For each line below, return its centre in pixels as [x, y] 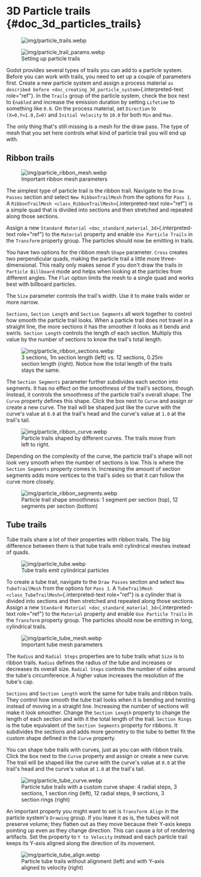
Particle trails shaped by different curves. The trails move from [98, 438]
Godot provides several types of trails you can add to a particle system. [94, 70]
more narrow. [23, 302]
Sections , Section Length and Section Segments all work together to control [99, 314]
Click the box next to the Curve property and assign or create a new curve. [98, 756]
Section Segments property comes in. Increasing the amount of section [94, 469]
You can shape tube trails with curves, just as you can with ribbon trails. [95, 750]
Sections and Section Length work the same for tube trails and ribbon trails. [100, 693]
